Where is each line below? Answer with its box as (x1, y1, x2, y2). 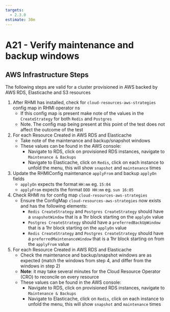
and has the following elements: (20, 203, 88, 209)
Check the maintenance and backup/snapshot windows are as (20, 252, 152, 258)
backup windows (5, 50, 80, 62)
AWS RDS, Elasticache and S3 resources (5, 89, 91, 95)
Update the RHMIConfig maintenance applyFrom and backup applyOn (12, 170, 157, 177)
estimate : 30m (5, 17, 36, 22)
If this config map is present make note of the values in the (20, 110, 144, 116)
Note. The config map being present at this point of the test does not (20, 121, 165, 127)
